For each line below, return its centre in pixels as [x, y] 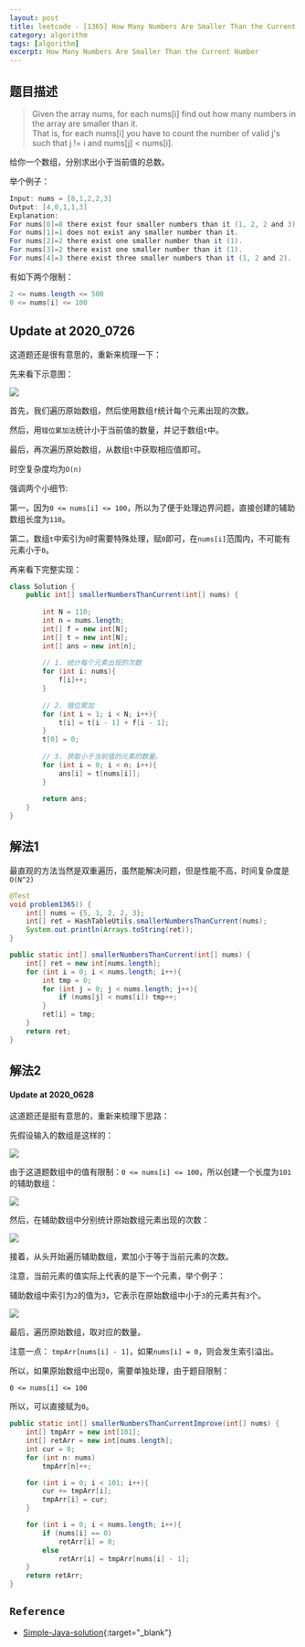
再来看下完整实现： [46, 569]
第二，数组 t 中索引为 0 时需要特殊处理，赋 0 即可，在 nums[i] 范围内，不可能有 [150, 538]
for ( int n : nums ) [61, 1458]
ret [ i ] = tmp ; [69, 1015]
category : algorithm [49, 35]
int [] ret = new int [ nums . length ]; [94, 963]
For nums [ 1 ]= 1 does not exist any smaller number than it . [124, 233]
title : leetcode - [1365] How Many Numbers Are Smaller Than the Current [153, 27]
